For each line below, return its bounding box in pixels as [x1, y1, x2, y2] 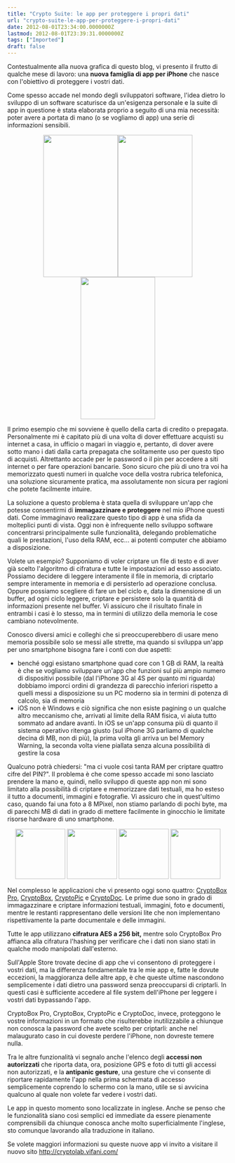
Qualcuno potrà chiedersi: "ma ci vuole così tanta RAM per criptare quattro [7, 762, 224, 771]
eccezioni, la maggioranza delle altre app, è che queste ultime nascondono [7, 973, 224, 981]
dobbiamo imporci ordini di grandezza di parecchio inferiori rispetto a [17, 681, 218, 690]
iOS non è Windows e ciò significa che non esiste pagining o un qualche [17, 704, 227, 712]
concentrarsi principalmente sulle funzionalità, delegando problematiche [7, 529, 217, 536]
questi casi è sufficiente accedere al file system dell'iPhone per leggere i [7, 988, 217, 996]
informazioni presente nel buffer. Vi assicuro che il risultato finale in [7, 602, 202, 610]
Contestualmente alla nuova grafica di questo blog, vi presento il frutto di [7, 63, 218, 70]
